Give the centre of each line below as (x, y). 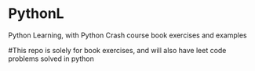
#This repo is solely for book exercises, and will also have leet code (117, 50)
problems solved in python (51, 59)
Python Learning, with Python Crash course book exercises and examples (127, 35)
